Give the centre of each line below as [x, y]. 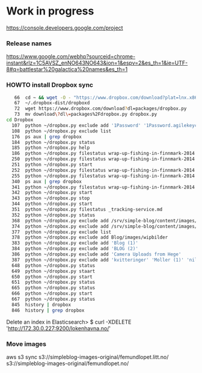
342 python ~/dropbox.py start [52, 193]
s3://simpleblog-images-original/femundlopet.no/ [68, 363]
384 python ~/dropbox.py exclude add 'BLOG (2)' [75, 249]
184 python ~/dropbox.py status [54, 142]
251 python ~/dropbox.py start [52, 165]
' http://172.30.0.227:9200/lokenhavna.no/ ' [59, 328]
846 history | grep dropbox [48, 310]
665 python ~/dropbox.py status [54, 288]
